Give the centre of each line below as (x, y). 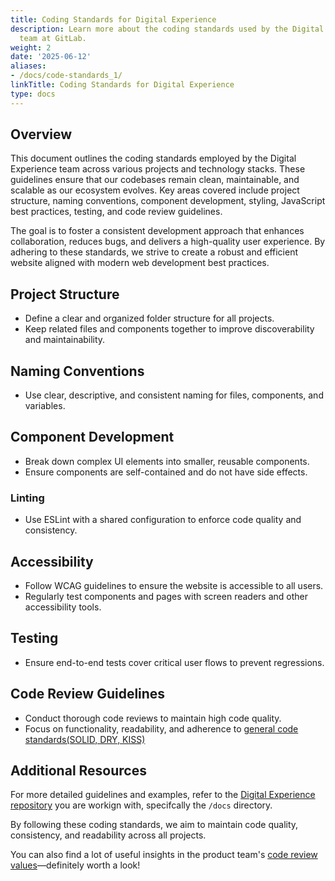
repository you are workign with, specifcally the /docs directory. (141, 805)
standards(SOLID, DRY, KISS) (85, 739)
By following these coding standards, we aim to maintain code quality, (154, 825)
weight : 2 (31, 47)
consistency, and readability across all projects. (108, 835)
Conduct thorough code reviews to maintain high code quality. (153, 718)
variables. (45, 406)
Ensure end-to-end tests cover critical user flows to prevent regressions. (174, 662)
